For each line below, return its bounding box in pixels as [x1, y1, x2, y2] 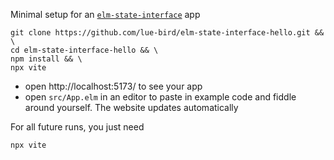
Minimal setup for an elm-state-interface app [10, 9, 201, 20]
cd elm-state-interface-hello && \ [10, 45, 159, 55]
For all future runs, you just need [10, 121, 145, 133]
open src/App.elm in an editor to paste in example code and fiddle [24, 91, 297, 103]
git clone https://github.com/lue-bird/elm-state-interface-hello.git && [10, 28, 325, 38]
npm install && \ [10, 54, 83, 64]
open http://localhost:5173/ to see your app [24, 80, 203, 92]
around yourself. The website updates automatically [24, 102, 239, 113]
